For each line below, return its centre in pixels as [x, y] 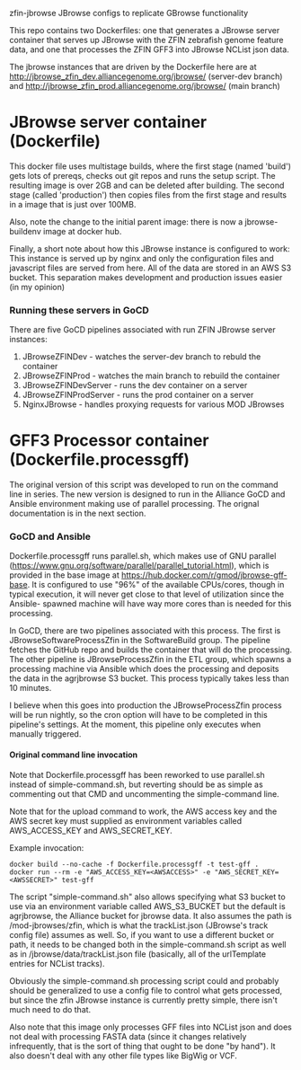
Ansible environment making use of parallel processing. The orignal [134, 504]
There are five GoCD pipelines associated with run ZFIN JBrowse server [142, 330]
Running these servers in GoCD [80, 310]
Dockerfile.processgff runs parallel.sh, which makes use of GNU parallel [143, 556]
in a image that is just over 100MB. [73, 204]
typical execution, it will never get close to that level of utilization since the [147, 594]
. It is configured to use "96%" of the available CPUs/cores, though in [156, 585]
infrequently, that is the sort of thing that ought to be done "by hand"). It [142, 1046]
